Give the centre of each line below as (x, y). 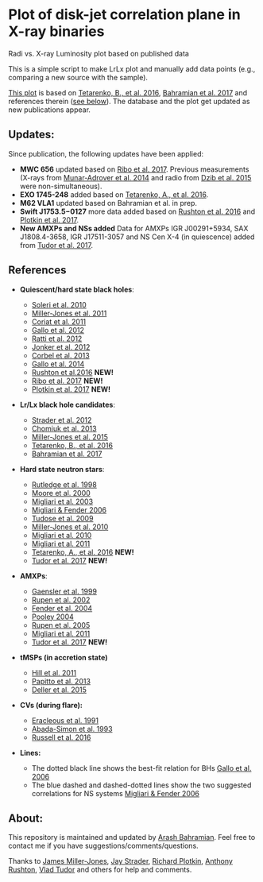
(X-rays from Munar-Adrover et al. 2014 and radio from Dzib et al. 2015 (135, 177)
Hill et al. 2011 (54, 672)
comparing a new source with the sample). (78, 77)
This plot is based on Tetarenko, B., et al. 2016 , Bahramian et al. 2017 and (128, 92)
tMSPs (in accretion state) (64, 657)
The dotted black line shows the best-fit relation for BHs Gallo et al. (141, 768)
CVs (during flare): (51, 705)
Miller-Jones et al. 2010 (70, 527)
